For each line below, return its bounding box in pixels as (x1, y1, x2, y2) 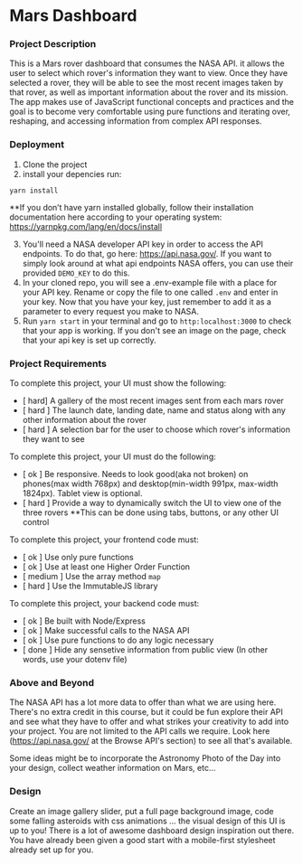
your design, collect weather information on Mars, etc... (9, 763, 216, 774)
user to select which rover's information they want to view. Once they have (9, 68, 288, 79)
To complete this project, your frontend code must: (9, 534, 199, 545)
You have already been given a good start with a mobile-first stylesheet (9, 834, 276, 845)
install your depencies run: (22, 168, 122, 179)
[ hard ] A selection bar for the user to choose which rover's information (22, 424, 291, 435)
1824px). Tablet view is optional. (22, 488, 143, 499)
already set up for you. (9, 844, 94, 855)
